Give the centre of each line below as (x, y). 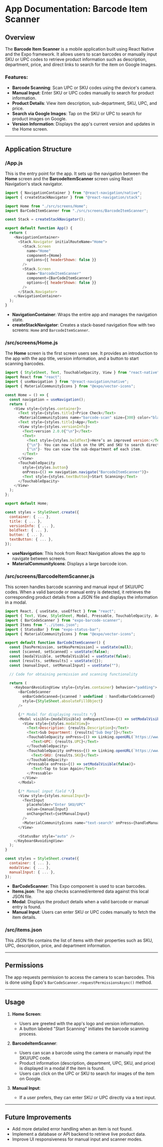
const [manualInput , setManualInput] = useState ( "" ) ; (65, 665)
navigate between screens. (39, 558)
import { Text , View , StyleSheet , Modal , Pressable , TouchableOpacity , (79, 616)
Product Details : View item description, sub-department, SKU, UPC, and (84, 103)
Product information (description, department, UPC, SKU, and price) (87, 1063)
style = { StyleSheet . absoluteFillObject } (63, 701)
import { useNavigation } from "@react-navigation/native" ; (67, 382)
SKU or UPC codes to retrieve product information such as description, (76, 59)
